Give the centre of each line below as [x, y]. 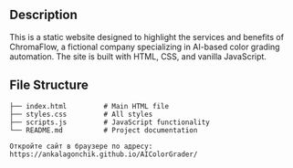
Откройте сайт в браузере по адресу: [81, 146]
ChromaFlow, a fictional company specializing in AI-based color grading [145, 47]
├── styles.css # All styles [81, 114]
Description [43, 15]
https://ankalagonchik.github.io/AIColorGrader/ [104, 154]
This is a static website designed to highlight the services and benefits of [147, 37]
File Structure [49, 85]
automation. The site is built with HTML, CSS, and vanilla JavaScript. [138, 56]
